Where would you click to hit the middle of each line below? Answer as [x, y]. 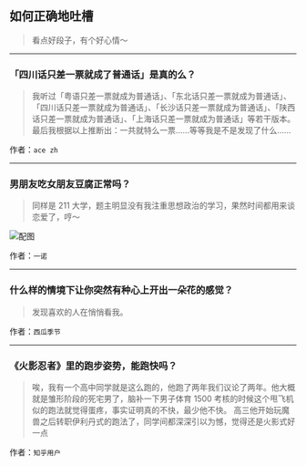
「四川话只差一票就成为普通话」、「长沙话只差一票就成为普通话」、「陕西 [163, 108]
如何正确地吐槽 [51, 16]
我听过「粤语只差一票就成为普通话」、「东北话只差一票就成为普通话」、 [161, 96]
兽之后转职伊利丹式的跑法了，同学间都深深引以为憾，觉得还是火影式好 [163, 421]
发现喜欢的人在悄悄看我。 [80, 312]
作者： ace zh [34, 150]
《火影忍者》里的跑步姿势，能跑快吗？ [93, 366]
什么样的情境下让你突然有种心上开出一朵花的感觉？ [122, 290]
